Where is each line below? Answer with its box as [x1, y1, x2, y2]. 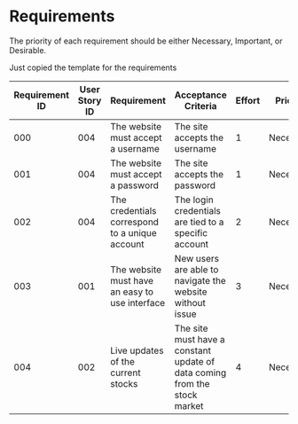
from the [174, 377, 210, 389]
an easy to [110, 286, 153, 298]
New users [174, 252, 220, 264]
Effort [235, 94, 261, 106]
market [174, 399, 204, 412]
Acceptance [174, 89, 228, 101]
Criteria [184, 99, 217, 112]
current [110, 366, 141, 379]
